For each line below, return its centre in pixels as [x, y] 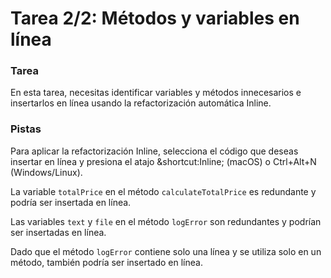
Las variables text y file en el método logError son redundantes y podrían [166, 221]
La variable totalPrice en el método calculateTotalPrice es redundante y [163, 191]
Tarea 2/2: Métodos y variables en [155, 18]
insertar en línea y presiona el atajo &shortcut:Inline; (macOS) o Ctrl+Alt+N [163, 161]
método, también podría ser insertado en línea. [106, 262]
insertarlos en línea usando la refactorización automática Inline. [141, 103]
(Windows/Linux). [46, 172]
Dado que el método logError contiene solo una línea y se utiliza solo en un [166, 251]
